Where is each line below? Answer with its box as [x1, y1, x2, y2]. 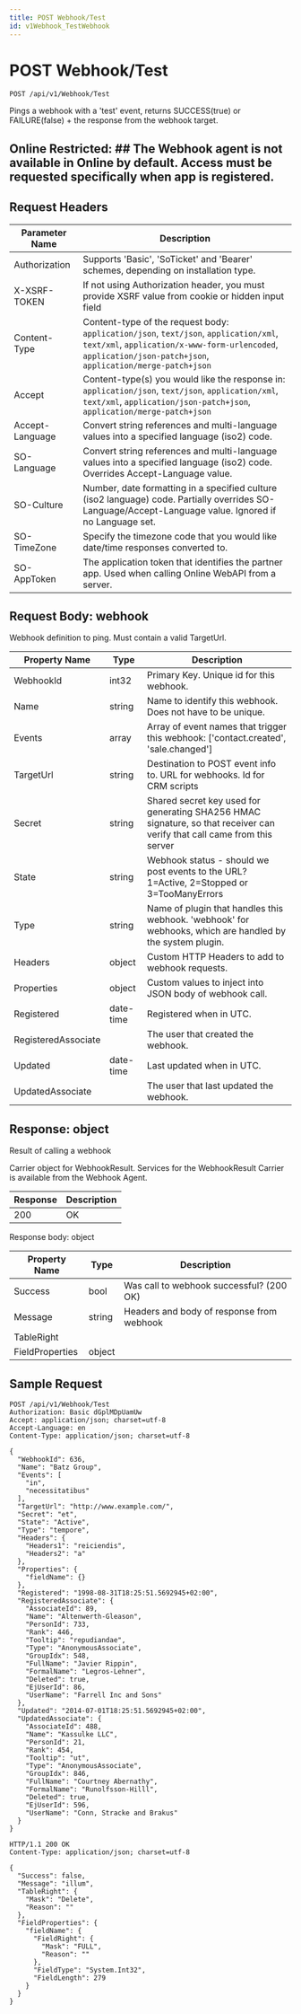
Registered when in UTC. [146, 1007, 252, 1020]
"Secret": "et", [17, 1510, 78, 1519]
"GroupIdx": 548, [25, 1651, 90, 1661]
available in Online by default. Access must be [9, 154, 273, 171]
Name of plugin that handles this [146, 902, 284, 915]
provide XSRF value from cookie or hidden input [82, 289, 285, 302]
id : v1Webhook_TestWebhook [9, 22, 110, 31]
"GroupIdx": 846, [25, 1770, 90, 1779]
